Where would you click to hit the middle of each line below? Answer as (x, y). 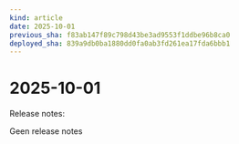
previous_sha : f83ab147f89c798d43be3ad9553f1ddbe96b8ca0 (120, 35)
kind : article (36, 18)
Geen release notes (46, 131)
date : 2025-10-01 (42, 26)
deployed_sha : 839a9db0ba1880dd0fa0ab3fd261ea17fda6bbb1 (120, 43)
